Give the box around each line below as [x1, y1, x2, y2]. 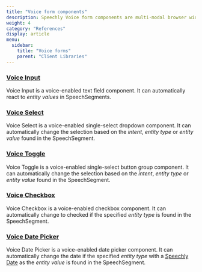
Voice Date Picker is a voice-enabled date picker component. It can [6, 246, 173, 253]
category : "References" [6, 25, 66, 32]
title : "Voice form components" [6, 8, 87, 15]
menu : [6, 37, 20, 43]
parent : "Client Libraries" [17, 53, 87, 59]
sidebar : [11, 43, 34, 49]
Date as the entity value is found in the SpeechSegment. [6, 259, 146, 266]
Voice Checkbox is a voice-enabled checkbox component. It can [6, 205, 167, 212]
